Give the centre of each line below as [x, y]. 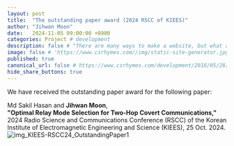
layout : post [26, 14]
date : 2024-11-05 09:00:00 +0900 [59, 33]
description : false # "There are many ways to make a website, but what [115, 46]
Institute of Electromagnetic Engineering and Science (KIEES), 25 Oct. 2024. [117, 127]
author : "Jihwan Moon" [40, 26]
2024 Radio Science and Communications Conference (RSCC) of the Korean [117, 120]
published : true [31, 59]
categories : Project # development [59, 40]
